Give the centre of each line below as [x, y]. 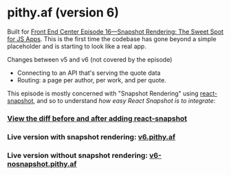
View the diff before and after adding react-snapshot [97, 118]
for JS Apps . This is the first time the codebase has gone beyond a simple [112, 38]
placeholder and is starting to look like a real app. [77, 46]
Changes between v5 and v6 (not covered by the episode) [90, 59]
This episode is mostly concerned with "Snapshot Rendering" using [103, 93]
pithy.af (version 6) [63, 13]
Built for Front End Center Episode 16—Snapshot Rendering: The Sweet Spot [115, 32]
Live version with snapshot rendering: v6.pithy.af [91, 137]
